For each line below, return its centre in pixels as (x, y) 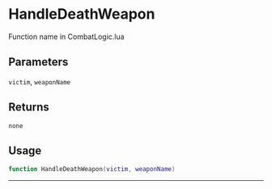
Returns (29, 107)
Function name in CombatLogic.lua (66, 37)
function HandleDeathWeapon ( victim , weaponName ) (92, 170)
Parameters (38, 62)
